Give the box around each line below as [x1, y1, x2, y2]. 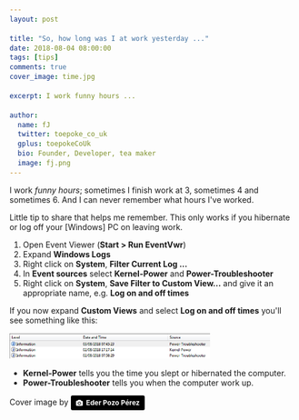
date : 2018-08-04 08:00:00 [9, 44, 112, 53]
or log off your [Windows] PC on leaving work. [9, 221, 184, 232]
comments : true [9, 63, 67, 72]
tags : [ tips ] [9, 53, 59, 63]
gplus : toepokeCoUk [17, 139, 92, 149]
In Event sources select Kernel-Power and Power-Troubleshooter [22, 268, 274, 279]
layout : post [9, 15, 59, 24]
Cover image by [9, 396, 69, 407]
